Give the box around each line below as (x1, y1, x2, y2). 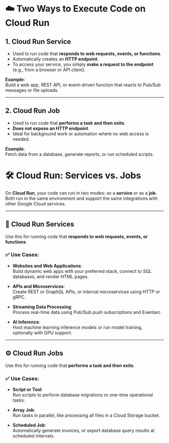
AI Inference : (12, 319, 40, 325)
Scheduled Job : (12, 422, 46, 428)
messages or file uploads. (5, 87, 59, 93)
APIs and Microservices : (12, 283, 65, 289)
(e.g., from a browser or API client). (12, 67, 86, 73)
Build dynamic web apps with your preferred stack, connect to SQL (12, 268, 152, 274)
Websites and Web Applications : (12, 262, 82, 269)
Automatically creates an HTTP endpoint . (12, 56, 99, 62)
